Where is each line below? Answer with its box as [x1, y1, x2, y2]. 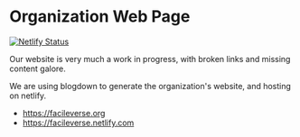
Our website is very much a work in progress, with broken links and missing [9, 53, 291, 64]
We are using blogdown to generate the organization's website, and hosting [9, 80, 292, 91]
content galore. [9, 63, 66, 74]
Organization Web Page [9, 6, 191, 27]
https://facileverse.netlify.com [22, 117, 135, 128]
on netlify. [9, 90, 47, 101]
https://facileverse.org [22, 107, 106, 118]
